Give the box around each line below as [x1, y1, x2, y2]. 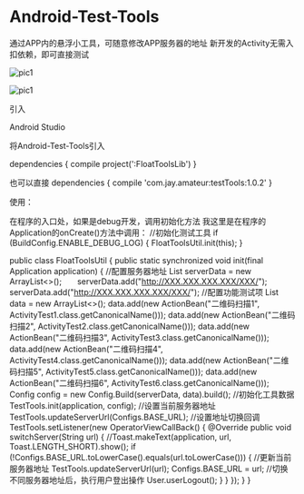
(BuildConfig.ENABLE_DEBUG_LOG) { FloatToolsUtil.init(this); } [9, 237, 243, 248]
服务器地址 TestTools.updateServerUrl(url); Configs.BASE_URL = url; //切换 [9, 463, 289, 474]
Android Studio [9, 121, 66, 133]
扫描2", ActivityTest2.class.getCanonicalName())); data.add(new [9, 321, 250, 331]
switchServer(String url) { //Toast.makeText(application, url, [9, 431, 231, 442]
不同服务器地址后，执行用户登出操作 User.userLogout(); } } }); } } [9, 474, 251, 485]
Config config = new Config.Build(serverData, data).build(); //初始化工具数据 [9, 389, 295, 400]
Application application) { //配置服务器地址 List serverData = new [9, 265, 252, 276]
